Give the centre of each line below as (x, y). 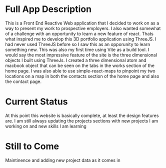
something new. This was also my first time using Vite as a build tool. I (77, 49)
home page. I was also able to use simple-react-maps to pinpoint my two (80, 70)
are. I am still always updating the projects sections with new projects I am (82, 120)
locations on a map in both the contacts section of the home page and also (82, 76)
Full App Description (48, 9)
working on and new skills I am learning (46, 126)
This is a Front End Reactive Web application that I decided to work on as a (82, 23)
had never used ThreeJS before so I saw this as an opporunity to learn (78, 44)
